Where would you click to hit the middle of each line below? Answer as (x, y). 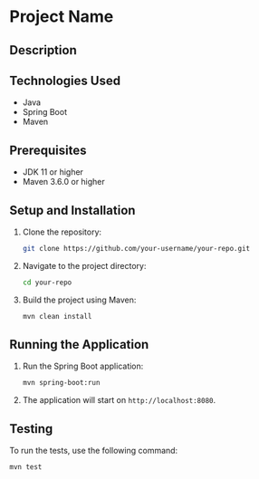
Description (43, 50)
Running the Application (79, 345)
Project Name (62, 17)
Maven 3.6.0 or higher (64, 182)
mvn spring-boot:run (61, 383)
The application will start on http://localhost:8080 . (119, 400)
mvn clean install (57, 316)
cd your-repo (47, 283)
